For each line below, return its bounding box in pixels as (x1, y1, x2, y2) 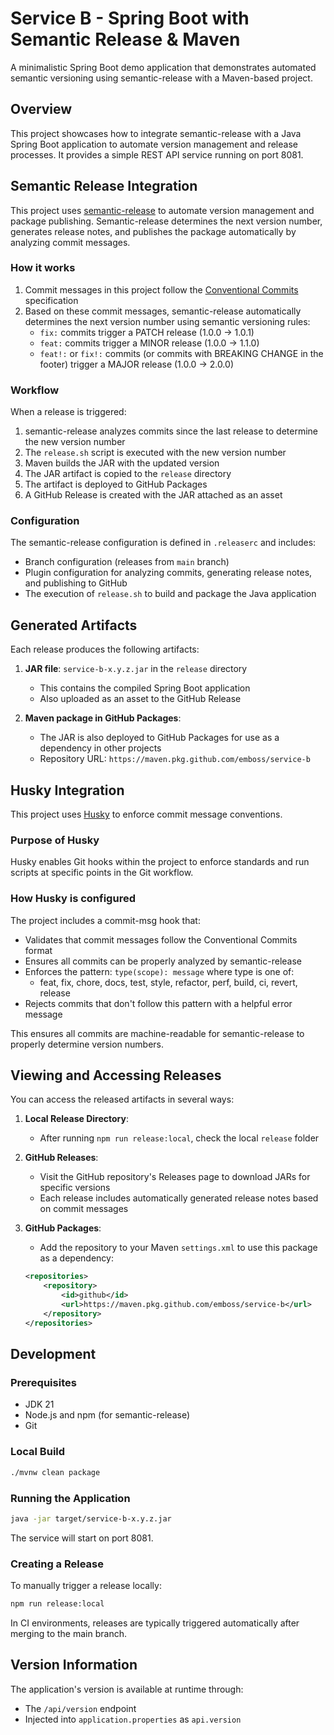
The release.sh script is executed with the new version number (24, 447, 287, 459)
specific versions (39, 1182, 111, 1194)
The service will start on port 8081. (10, 1532, 154, 1544)
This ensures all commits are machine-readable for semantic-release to (10, 1027, 305, 1039)
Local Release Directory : (24, 1113, 129, 1125)
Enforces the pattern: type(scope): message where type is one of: (24, 965, 295, 977)
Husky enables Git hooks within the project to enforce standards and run (10, 856, 310, 868)
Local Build (10, 1445, 66, 1459)
